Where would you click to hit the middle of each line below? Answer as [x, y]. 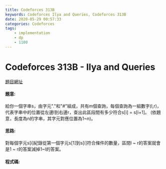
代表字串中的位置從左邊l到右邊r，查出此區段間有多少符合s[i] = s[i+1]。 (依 [81, 112]
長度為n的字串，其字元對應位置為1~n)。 [55, 118]
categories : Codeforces [30, 24]
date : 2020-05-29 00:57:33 [33, 19]
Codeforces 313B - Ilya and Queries [80, 67]
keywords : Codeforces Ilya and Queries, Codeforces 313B [66, 14]
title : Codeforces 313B [30, 10]
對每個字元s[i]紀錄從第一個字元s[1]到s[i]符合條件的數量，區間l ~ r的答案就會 [83, 143]
